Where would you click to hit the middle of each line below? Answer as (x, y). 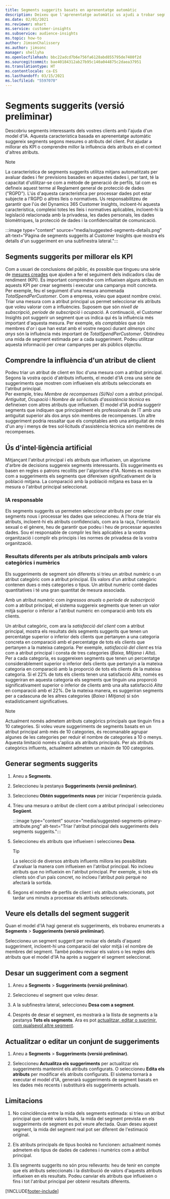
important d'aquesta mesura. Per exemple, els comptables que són (75, 323)
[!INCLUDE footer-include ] (32, 1191)
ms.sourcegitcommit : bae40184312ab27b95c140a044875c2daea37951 (73, 62)
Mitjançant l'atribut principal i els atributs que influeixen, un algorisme (78, 460)
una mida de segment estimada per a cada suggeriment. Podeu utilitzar (80, 339)
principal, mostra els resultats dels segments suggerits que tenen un (77, 631)
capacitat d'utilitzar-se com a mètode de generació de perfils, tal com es (81, 183)
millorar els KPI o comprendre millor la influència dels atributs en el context (83, 147)
